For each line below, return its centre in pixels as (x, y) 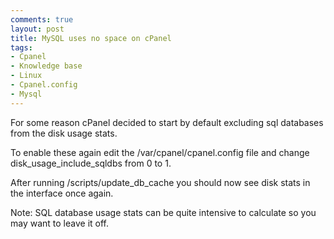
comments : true (42, 19)
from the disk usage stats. (64, 133)
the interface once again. (62, 193)
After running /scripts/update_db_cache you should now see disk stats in (160, 182)
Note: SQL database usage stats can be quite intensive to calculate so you (163, 212)
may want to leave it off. (60, 223)
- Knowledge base (46, 66)
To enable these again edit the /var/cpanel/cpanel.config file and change (160, 152)
